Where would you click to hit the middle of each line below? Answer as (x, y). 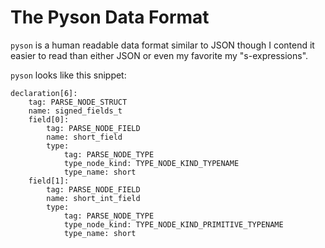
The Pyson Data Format (110, 17)
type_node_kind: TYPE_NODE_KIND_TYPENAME (151, 163)
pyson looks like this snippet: (68, 75)
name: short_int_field (93, 198)
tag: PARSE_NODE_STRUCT (78, 102)
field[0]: (49, 119)
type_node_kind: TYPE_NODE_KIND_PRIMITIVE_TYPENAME (173, 224)
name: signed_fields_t (75, 111)
